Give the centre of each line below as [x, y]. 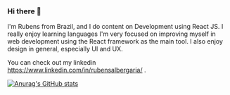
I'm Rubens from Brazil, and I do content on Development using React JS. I [115, 27]
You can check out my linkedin [52, 63]
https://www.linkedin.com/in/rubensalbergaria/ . [77, 70]
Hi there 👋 [25, 11]
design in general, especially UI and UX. [65, 49]
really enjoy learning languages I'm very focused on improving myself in [111, 34]
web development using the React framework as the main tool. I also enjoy [115, 42]
